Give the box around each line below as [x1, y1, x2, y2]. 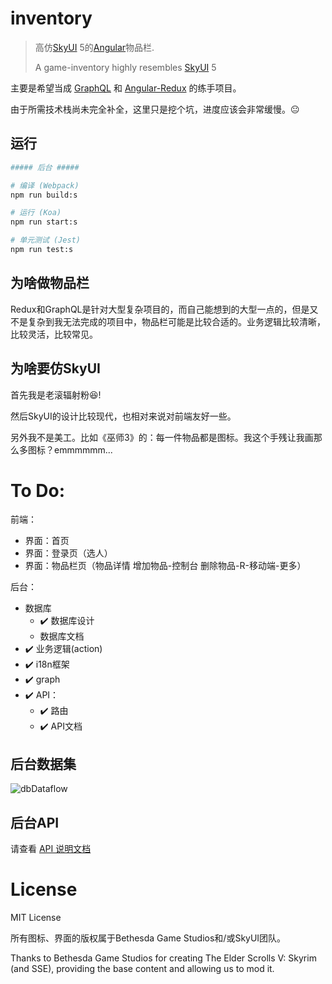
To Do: [10, 479, 66, 502]
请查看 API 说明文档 [10, 843, 92, 855]
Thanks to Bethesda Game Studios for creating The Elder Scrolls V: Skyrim [10, 952, 317, 964]
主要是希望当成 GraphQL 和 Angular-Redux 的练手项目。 [10, 82, 242, 94]
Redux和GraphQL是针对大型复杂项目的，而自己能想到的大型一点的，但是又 [10, 303, 319, 315]
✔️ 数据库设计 [39, 615, 95, 627]
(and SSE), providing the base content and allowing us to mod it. [10, 963, 275, 974]
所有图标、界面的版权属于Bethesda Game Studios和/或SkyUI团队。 [10, 932, 287, 944]
